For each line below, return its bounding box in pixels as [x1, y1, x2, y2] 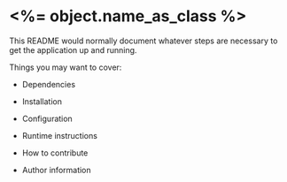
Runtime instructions [21, 130, 97, 140]
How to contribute [21, 148, 89, 158]
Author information [21, 164, 91, 175]
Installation [21, 95, 63, 107]
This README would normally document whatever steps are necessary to [9, 35, 278, 46]
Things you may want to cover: [9, 62, 122, 72]
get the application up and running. [9, 44, 137, 55]
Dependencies [21, 79, 76, 89]
